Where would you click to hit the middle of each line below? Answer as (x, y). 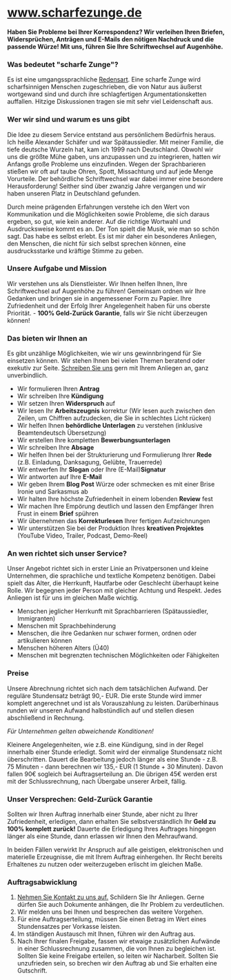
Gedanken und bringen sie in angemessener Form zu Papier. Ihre (99, 298)
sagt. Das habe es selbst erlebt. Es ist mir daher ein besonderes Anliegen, (112, 236)
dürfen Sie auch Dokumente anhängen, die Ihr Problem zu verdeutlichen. (121, 905)
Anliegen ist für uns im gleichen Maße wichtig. (73, 598)
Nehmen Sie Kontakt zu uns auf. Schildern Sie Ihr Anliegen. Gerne (111, 897)
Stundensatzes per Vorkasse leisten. (69, 927)
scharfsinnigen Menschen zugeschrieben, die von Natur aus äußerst (104, 87)
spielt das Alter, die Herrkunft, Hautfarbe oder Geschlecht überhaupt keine (113, 583)
